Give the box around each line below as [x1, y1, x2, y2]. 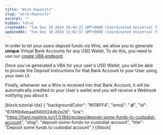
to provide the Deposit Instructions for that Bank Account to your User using [5, 68, 157, 73]
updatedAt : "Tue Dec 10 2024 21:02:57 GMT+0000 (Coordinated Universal [5, 30, 153, 34]
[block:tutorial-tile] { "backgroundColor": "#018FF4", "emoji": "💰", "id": [5, 102, 147, 108]
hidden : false [5, 20, 34, 26]
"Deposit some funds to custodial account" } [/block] [5, 124, 111, 130]
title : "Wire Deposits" [5, 7, 53, 12]
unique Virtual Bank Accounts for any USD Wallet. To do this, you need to [5, 48, 152, 54]
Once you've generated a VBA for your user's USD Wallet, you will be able [5, 62, 153, 68]
